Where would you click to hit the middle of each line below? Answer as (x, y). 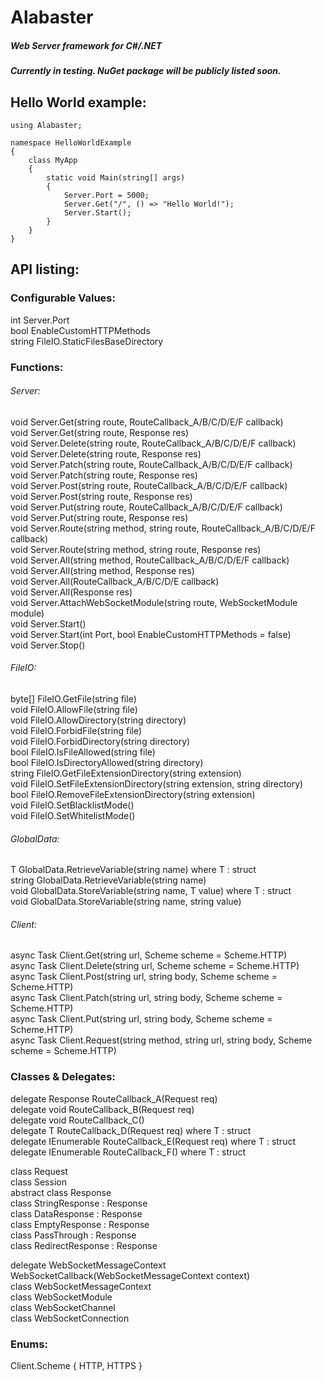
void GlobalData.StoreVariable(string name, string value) (126, 902)
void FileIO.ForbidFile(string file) (76, 730)
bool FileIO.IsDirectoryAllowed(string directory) (107, 762)
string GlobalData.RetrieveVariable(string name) (108, 880)
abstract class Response (61, 1192)
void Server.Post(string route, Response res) (101, 496)
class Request (39, 1171)
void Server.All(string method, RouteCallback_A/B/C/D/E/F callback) (150, 560)
